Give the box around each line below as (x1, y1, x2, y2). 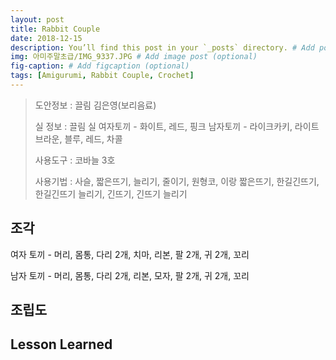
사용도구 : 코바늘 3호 (34, 154, 116, 166)
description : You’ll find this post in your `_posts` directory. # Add (10, 42, 315, 53)
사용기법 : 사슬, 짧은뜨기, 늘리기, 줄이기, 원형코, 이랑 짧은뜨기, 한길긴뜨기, (34, 175, 320, 187)
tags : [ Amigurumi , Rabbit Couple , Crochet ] (10, 71, 195, 81)
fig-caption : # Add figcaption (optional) (10, 61, 190, 71)
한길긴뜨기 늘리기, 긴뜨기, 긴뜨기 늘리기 (34, 187, 188, 200)
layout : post (10, 14, 65, 25)
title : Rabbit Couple (10, 24, 101, 34)
